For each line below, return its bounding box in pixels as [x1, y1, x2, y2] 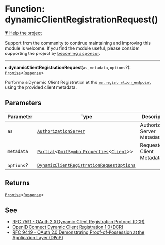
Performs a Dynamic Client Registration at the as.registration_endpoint [5, 79, 151, 85]
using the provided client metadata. [5, 84, 77, 90]
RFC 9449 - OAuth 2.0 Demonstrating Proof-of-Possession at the [12, 229, 145, 235]
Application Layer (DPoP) [12, 235, 64, 241]
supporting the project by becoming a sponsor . [5, 50, 100, 56]
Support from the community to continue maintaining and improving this [5, 40, 151, 46]
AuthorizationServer [37, 128, 85, 134]
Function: [5, 3, 45, 15]
